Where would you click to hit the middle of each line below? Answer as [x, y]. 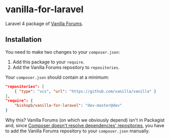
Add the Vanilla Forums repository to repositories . [66, 67]
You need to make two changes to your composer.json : [63, 52]
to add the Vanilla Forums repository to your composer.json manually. [77, 131]
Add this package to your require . [48, 62]
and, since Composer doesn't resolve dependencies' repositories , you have [85, 125]
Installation [23, 40]
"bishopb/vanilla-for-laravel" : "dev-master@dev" [68, 106]
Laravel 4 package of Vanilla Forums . [44, 24]
